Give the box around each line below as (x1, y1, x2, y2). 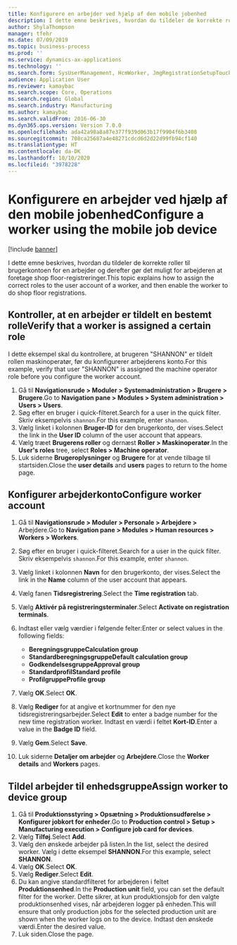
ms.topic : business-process (8, 43, 91, 50)
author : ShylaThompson (8, 23, 75, 30)
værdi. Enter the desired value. (18, 922, 106, 931)
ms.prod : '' (8, 50, 43, 57)
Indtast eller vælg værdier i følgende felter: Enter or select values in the (18, 624, 224, 633)
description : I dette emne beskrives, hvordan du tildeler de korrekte (8, 17, 222, 24)
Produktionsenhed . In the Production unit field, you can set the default (18, 885, 224, 894)
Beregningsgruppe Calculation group (28, 645, 139, 654)
